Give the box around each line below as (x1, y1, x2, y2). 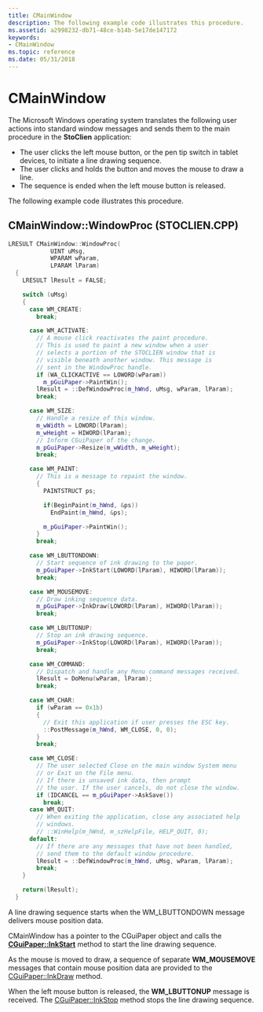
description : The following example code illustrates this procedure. (8, 19, 244, 27)
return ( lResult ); (22, 886, 79, 894)
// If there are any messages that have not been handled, (36, 842, 234, 851)
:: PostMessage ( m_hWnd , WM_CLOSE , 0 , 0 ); (42, 725, 177, 733)
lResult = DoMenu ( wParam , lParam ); (36, 675, 153, 683)
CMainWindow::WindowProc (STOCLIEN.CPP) (8, 219, 239, 232)
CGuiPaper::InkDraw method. (8, 971, 103, 980)
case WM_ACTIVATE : (28, 327, 89, 335)
